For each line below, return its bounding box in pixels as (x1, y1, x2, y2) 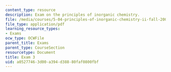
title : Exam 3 (5, 54, 36, 60)
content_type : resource (5, 7, 56, 13)
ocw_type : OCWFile (5, 36, 44, 41)
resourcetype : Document (5, 50, 56, 55)
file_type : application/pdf (5, 21, 65, 27)
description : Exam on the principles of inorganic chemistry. (5, 12, 140, 17)
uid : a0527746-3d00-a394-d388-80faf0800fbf (5, 59, 99, 64)
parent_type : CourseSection (5, 45, 65, 50)
